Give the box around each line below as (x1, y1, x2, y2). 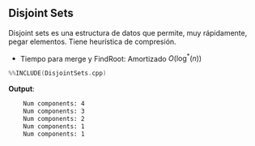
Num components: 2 (23, 115, 85, 123)
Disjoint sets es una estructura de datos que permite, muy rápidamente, (8, 28, 248, 37)
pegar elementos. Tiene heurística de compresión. (8, 36, 176, 46)
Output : (8, 84, 35, 94)
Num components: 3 (23, 107, 85, 116)
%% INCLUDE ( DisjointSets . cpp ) (8, 69, 107, 78)
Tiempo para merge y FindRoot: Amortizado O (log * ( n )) (19, 52, 202, 63)
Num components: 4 (23, 100, 85, 108)
